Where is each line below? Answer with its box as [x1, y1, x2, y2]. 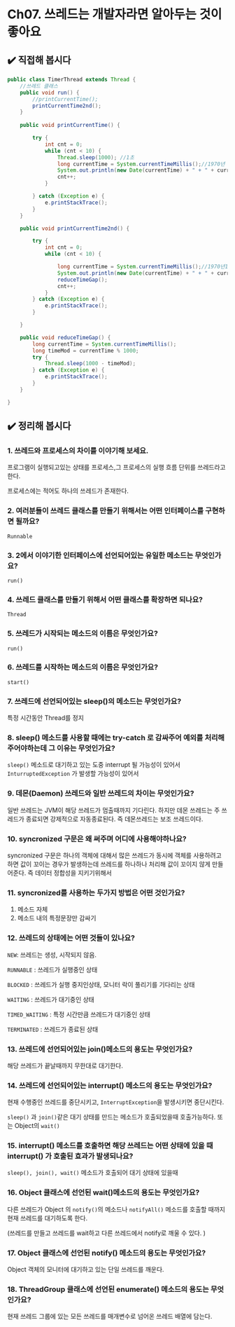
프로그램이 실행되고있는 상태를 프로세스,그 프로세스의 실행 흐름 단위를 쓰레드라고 [7, 463, 226, 472]
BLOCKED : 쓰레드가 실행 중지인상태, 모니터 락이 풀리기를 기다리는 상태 [7, 980, 195, 988]
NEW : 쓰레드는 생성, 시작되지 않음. [7, 951, 97, 959]
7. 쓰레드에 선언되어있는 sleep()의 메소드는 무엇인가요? [7, 696, 182, 706]
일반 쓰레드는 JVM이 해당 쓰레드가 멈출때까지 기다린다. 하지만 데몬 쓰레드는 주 [7, 805, 220, 814]
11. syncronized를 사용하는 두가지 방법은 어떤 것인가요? [7, 887, 185, 897]
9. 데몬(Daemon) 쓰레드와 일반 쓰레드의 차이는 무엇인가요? [7, 789, 194, 798]
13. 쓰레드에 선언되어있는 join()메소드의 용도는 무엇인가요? [7, 1044, 193, 1054]
